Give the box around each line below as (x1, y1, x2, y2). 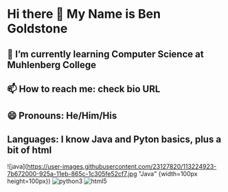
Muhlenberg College (7, 58, 97, 71)
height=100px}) (7, 177, 51, 185)
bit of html (7, 144, 52, 156)
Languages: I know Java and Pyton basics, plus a (7, 134, 222, 145)
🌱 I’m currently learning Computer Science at (7, 48, 204, 60)
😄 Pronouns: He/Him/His (7, 110, 117, 122)
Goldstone (7, 21, 68, 36)
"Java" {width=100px (138, 170, 198, 178)
